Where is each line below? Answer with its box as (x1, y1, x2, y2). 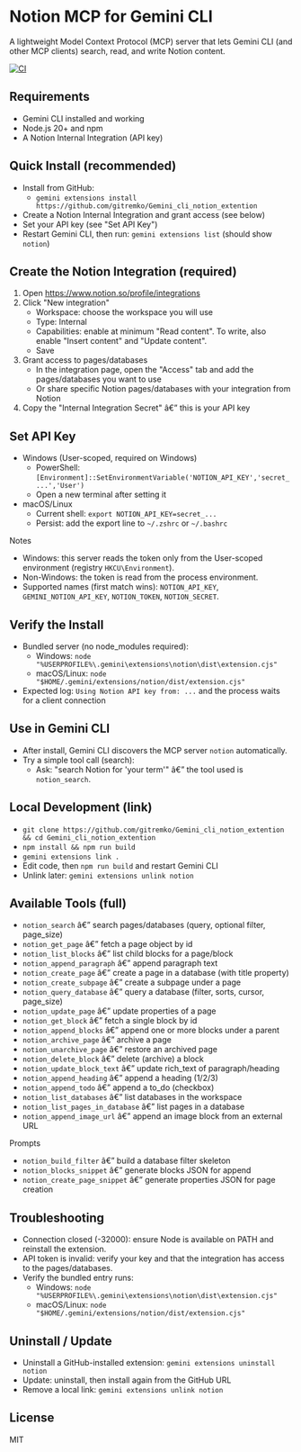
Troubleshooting (9, 1210, 105, 1225)
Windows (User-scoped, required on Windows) (22, 453, 198, 464)
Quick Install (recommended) (9, 158, 177, 174)
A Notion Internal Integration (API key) (22, 132, 164, 143)
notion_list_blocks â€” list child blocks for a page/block (22, 948, 234, 960)
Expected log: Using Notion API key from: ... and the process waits (22, 686, 280, 696)
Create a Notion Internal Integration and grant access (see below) (22, 209, 266, 220)
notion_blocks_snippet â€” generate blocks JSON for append (22, 1165, 252, 1176)
